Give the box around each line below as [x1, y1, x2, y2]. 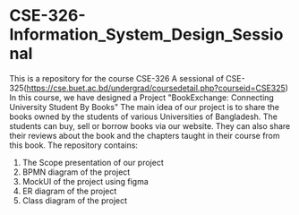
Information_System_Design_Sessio [9, 24, 284, 45]
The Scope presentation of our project [21, 157, 164, 168]
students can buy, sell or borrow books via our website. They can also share [9, 120, 291, 131]
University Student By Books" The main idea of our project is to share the [9, 101, 280, 112]
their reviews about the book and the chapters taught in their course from [9, 130, 280, 141]
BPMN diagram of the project [21, 167, 131, 177]
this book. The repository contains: [9, 140, 139, 150]
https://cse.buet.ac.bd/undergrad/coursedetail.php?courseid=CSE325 [26, 82, 286, 93]
